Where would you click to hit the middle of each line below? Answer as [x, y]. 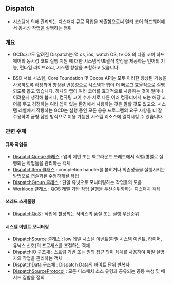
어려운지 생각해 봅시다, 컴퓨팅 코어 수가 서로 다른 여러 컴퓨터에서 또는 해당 [87, 97]
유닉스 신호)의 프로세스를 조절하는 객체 [51, 245]
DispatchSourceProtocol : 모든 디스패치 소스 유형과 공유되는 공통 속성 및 [86, 271]
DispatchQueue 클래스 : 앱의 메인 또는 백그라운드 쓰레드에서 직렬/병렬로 [85, 157]
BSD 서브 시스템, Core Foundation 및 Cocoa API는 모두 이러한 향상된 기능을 [90, 78]
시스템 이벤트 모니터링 [27, 227]
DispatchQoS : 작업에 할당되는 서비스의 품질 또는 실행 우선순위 [76, 214]
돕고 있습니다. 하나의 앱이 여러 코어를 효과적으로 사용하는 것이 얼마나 [95, 91]
